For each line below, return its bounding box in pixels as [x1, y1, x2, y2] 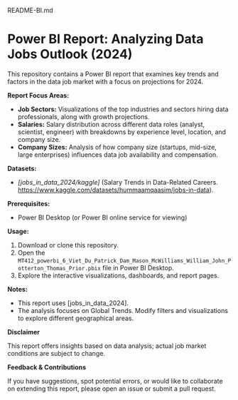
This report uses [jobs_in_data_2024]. [17, 299, 129, 307]
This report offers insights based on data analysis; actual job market [7, 342, 207, 350]
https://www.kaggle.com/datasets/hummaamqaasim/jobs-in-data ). [17, 185, 214, 194]
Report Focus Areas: [7, 91, 70, 99]
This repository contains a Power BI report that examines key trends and [7, 69, 219, 78]
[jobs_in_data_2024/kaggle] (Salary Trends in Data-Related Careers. [17, 178, 218, 186]
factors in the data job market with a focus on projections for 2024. [7, 77, 204, 86]
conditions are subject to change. [7, 349, 105, 357]
